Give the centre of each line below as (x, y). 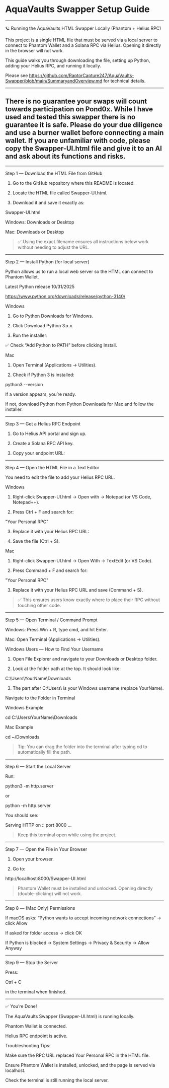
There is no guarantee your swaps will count (76, 101)
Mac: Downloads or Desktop (35, 232)
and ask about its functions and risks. (65, 156)
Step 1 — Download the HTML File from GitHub (54, 173)
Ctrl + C (13, 982)
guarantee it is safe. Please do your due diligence (84, 125)
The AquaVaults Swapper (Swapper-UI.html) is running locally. (70, 1016)
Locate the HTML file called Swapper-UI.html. (60, 193)
